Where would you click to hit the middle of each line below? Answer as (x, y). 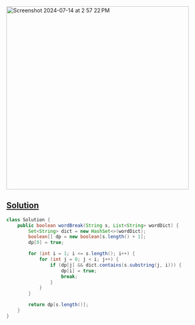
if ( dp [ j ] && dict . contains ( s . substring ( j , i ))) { (116, 265)
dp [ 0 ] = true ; (46, 243)
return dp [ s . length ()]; (58, 305)
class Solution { (28, 220)
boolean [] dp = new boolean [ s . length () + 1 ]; (87, 237)
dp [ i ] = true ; (79, 271)
